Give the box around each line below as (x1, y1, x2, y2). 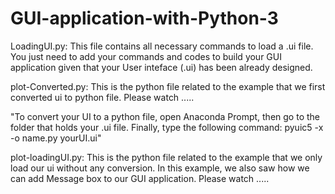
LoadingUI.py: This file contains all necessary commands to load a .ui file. (10, 40, 314, 52)
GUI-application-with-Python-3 (10, 7, 279, 30)
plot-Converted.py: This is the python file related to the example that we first (10, 80, 326, 92)
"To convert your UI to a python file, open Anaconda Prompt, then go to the (10, 110, 320, 122)
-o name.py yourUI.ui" (10, 132, 102, 144)
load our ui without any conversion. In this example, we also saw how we (10, 162, 310, 174)
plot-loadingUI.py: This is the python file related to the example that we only (10, 151, 323, 163)
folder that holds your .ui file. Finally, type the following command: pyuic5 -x (10, 121, 324, 133)
